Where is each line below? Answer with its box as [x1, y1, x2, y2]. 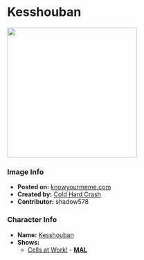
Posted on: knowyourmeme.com [17, 183, 111, 191]
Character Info [7, 215, 57, 225]
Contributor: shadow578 [17, 198, 89, 206]
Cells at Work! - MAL [27, 245, 88, 254]
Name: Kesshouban [17, 230, 74, 239]
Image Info [7, 167, 44, 177]
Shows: [17, 238, 40, 246]
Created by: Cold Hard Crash [17, 190, 102, 198]
